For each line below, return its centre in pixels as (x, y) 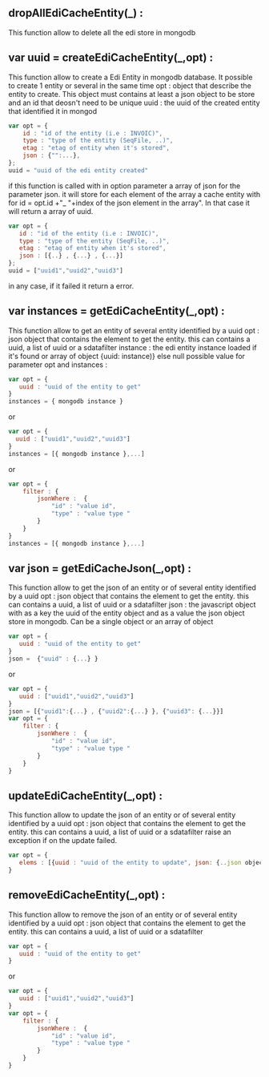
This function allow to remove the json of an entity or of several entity (123, 914)
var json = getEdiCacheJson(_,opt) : (100, 568)
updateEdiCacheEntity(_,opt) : (85, 795)
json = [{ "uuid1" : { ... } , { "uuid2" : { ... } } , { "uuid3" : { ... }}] (116, 711)
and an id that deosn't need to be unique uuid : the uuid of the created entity (134, 103)
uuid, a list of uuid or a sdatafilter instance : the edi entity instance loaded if (133, 347)
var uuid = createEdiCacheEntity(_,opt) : (111, 58)
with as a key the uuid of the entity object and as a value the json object (127, 613)
